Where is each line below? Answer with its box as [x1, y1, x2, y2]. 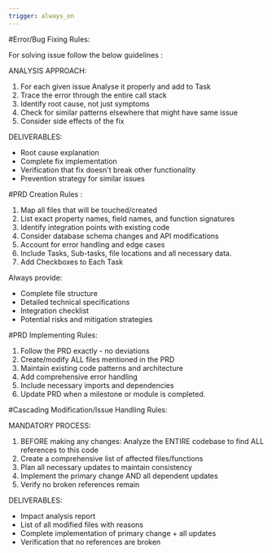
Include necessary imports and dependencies [20, 380, 174, 390]
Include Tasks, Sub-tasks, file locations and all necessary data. [20, 248, 232, 258]
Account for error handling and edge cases [20, 239, 165, 249]
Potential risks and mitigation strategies [20, 314, 153, 324]
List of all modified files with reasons [20, 520, 144, 529]
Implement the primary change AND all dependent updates [20, 471, 218, 481]
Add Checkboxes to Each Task [20, 257, 124, 267]
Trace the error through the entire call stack [20, 90, 167, 100]
